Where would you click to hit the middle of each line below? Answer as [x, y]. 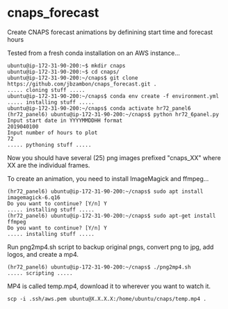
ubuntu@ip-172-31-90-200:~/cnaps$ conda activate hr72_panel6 [99, 108]
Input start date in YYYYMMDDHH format [65, 120]
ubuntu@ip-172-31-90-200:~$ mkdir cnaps [67, 65]
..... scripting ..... [40, 273]
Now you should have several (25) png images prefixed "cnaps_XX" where [114, 157]
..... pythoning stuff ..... [49, 145]
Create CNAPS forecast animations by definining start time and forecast [110, 32]
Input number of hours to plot [52, 133]
